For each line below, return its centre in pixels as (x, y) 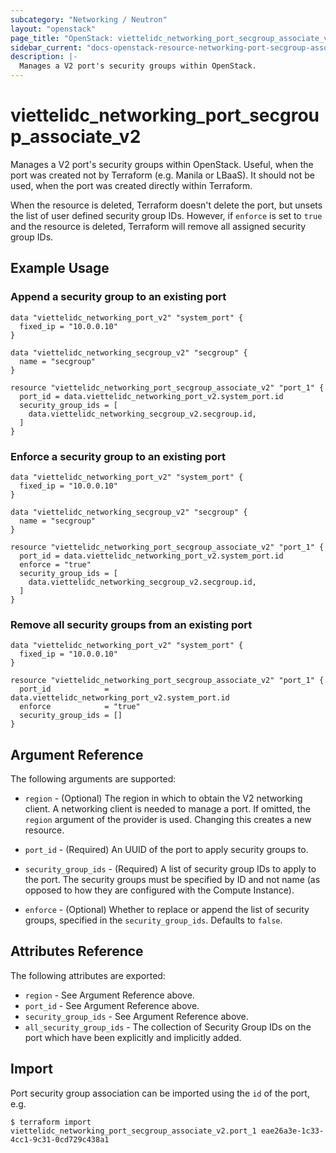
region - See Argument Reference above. (109, 995)
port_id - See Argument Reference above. (112, 1005)
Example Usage (60, 268)
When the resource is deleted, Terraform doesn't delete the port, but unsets (166, 205)
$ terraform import (51, 1122)
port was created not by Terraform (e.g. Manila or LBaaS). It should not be (162, 175)
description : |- (44, 57)
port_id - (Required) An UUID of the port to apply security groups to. (166, 850)
